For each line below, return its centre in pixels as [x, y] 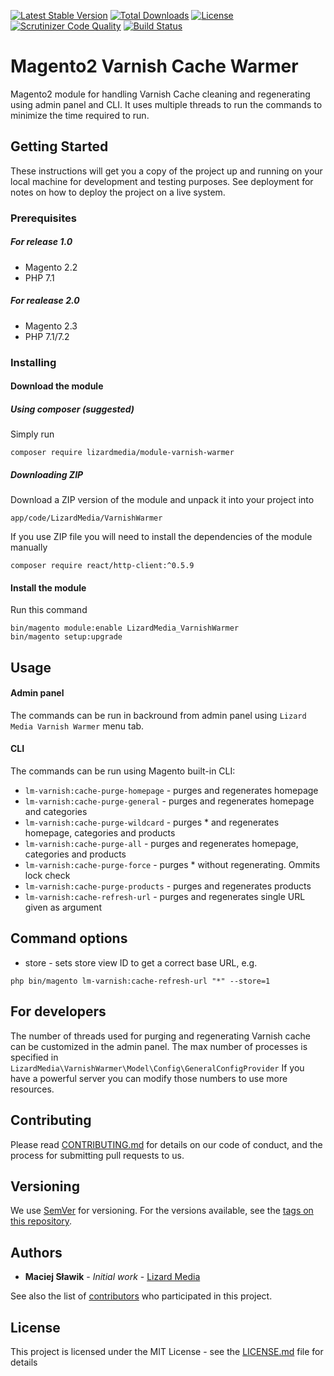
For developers [58, 1011]
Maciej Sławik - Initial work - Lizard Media [112, 1277]
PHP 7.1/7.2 [47, 336]
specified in [34, 1057]
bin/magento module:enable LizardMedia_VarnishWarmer [125, 628]
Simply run [32, 434]
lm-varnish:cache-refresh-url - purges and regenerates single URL [165, 897]
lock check [47, 876]
